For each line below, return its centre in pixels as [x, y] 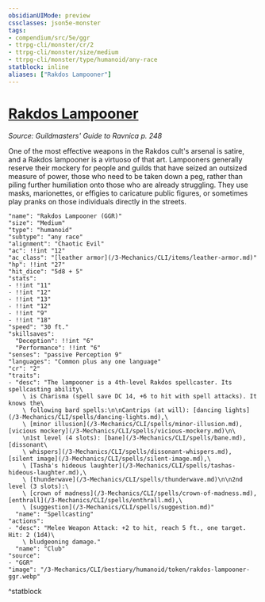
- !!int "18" [30, 320]
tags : [17, 30]
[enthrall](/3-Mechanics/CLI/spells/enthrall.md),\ [95, 500]
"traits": [25, 375]
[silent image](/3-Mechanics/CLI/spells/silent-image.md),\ [110, 459]
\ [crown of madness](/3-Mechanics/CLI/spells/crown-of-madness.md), [140, 493]
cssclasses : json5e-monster [55, 23]
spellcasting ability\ [46, 389]
